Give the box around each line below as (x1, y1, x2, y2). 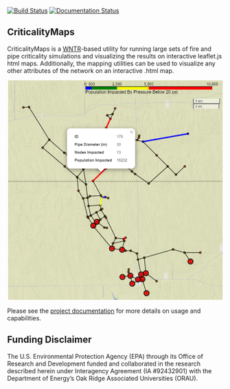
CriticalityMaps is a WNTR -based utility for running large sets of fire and (7, 45, 211, 53)
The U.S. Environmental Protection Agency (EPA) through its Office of (7, 352, 204, 360)
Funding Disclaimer (7, 334, 92, 346)
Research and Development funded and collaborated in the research (7, 359, 201, 368)
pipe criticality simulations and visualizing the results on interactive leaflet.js (7, 52, 222, 60)
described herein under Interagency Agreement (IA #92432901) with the (7, 366, 212, 375)
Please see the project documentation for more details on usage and (7, 307, 201, 315)
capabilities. (7, 314, 41, 322)
